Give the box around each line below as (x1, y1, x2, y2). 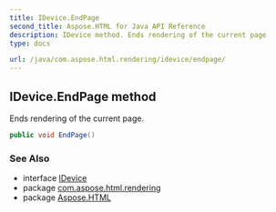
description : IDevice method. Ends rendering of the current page (9, 30, 267, 39)
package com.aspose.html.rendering (22, 183, 161, 194)
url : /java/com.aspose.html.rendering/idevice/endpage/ (9, 56, 226, 65)
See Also (9, 152, 50, 165)
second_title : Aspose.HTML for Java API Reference (9, 22, 206, 31)
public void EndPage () (9, 130, 96, 139)
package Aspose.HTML (22, 192, 112, 203)
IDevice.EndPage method (9, 88, 157, 105)
